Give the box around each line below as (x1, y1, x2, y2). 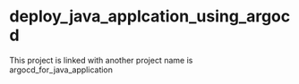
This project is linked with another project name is (9, 55, 193, 65)
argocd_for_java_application (9, 64, 114, 75)
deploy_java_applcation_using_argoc (9, 6, 291, 27)
